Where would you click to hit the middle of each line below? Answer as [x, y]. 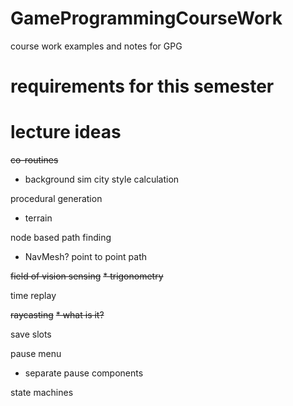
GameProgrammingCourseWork [146, 18]
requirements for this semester [142, 86]
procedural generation [56, 199]
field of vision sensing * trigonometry [87, 276]
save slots [31, 334]
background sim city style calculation [102, 179]
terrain [38, 218]
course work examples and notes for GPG [96, 46]
